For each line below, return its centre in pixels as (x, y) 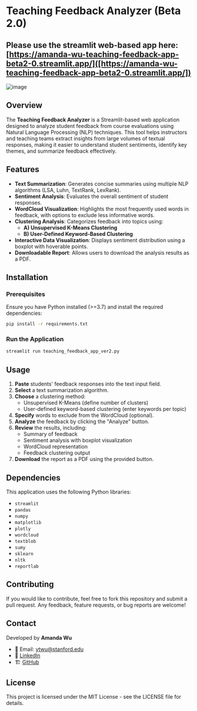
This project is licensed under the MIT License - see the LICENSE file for (94, 697)
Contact (21, 623)
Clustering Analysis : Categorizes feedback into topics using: (89, 221)
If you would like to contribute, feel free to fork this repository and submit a (97, 598)
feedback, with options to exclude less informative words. (84, 215)
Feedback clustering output (57, 453)
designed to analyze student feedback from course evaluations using (90, 126)
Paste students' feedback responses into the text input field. (88, 384)
